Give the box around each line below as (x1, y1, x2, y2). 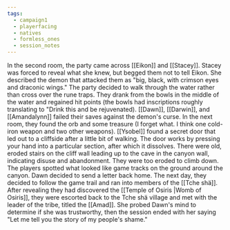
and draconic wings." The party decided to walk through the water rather (7, 84, 215, 91)
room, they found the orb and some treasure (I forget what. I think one (7, 120, 207, 128)
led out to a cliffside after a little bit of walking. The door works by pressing (7, 135, 220, 142)
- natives (13, 29, 41, 37)
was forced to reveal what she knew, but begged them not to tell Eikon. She (7, 68, 222, 77)
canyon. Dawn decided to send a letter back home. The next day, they (7, 171, 207, 180)
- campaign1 (13, 17, 48, 23)
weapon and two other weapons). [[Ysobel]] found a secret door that (19, 127, 216, 135)
